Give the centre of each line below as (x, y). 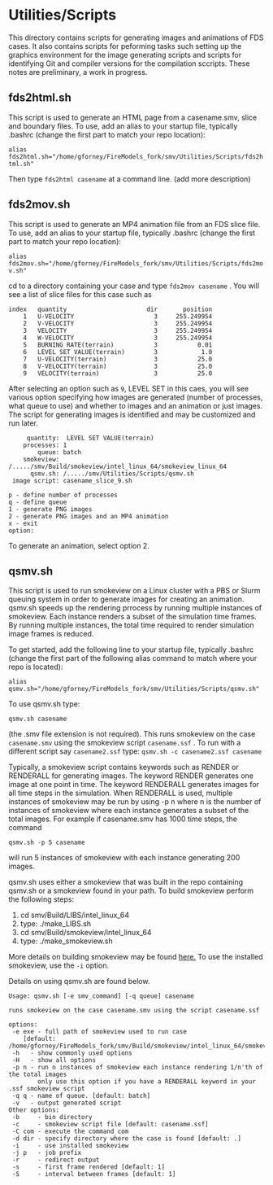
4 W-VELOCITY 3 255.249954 (118, 338)
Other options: (34, 1110)
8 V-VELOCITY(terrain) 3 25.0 (118, 366)
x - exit (23, 523)
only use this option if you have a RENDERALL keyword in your (147, 1082)
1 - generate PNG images (50, 509)
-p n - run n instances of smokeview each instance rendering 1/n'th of (138, 1068)
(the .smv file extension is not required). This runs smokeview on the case (132, 734)
